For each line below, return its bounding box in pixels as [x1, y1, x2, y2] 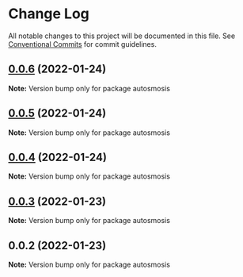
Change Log [8, 5, 89, 23]
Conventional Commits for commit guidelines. [8, 39, 157, 48]
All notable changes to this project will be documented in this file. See [8, 31, 236, 40]
